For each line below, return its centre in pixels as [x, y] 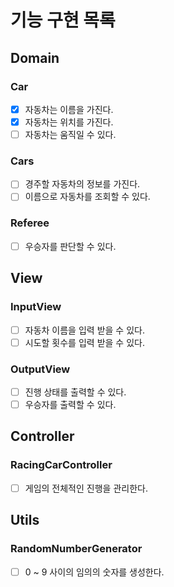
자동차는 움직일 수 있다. [70, 134]
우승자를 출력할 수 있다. [70, 405]
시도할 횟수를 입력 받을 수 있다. [84, 342]
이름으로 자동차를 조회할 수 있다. [87, 197]
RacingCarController [61, 465]
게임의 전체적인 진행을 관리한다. [86, 488]
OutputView [40, 369]
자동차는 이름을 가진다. [69, 109]
